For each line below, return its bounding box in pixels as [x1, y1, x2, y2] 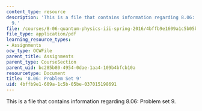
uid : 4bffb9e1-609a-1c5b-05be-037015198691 [6, 82, 117, 88]
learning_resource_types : [6, 37, 71, 43]
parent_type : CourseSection [6, 59, 77, 65]
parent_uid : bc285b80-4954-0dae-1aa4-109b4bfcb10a [6, 64, 136, 71]
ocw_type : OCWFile [6, 48, 52, 54]
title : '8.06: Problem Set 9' [6, 76, 82, 82]
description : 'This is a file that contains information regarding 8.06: [6, 14, 195, 20]
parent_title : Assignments [6, 53, 74, 59]
